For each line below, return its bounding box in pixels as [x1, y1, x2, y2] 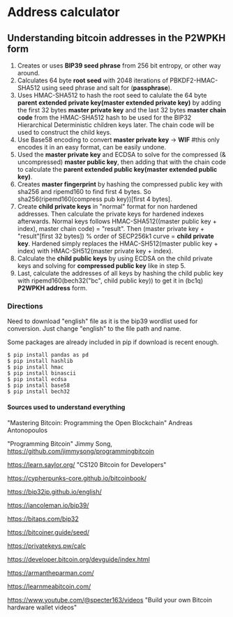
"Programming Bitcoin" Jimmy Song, [7, 439, 113, 447]
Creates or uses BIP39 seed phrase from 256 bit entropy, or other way [17, 61, 221, 70]
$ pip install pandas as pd [7, 352, 89, 359]
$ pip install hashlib [7, 357, 73, 365]
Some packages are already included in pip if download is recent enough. [7, 338, 219, 346]
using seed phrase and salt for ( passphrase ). [41, 84, 172, 91]
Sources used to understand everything [7, 403, 126, 411]
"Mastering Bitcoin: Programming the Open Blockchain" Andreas [7, 418, 193, 426]
